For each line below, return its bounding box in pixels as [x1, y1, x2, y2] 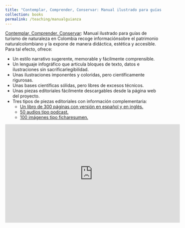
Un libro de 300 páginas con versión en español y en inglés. [19, 103, 144, 110]
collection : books [5, 12, 43, 17]
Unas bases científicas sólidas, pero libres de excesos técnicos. [12, 82, 144, 88]
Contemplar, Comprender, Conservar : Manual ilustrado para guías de [5, 30, 147, 36]
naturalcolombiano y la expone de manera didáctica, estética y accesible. [5, 41, 156, 47]
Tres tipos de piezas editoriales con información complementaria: [12, 98, 147, 104]
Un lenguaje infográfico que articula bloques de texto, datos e [12, 61, 140, 67]
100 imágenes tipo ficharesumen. [19, 114, 89, 120]
